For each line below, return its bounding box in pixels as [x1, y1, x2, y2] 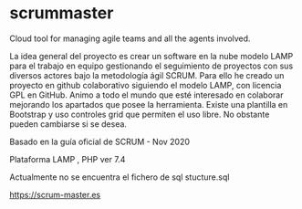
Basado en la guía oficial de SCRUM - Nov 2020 [9, 136, 190, 147]
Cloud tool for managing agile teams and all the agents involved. [9, 33, 251, 44]
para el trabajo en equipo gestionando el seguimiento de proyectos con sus [9, 60, 294, 71]
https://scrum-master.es [9, 189, 101, 200]
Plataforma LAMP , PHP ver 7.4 [9, 153, 126, 164]
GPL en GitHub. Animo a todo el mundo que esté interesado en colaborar [9, 89, 284, 100]
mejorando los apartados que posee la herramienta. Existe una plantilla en [9, 99, 288, 110]
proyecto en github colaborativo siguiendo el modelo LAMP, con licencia [9, 79, 282, 90]
